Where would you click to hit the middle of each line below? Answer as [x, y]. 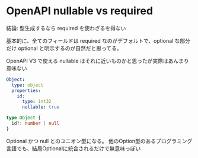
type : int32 [36, 102]
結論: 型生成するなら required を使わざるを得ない [66, 28]
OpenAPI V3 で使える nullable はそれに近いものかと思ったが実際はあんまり [98, 61]
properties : [26, 90]
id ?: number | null [36, 124]
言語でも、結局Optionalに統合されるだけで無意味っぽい [74, 148]
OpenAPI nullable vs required [79, 11]
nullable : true [41, 107]
